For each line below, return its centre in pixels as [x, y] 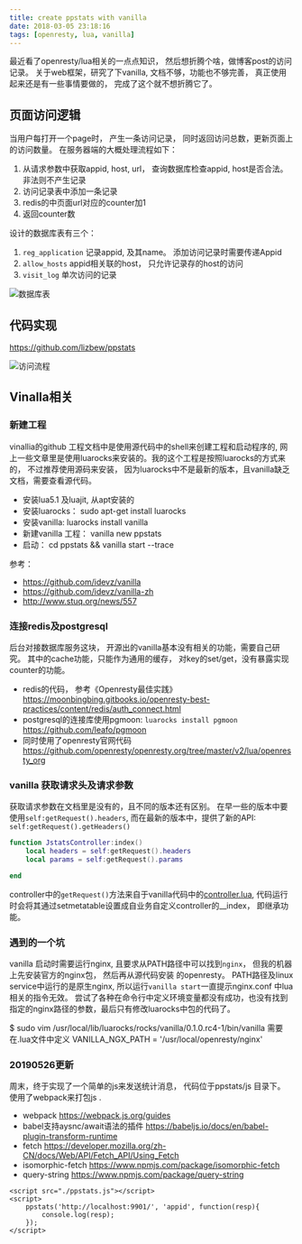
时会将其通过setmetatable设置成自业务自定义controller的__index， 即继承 [145, 905]
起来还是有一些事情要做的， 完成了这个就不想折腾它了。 [113, 84]
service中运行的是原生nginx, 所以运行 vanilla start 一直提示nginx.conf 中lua [151, 986]
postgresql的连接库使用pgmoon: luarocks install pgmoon [130, 719]
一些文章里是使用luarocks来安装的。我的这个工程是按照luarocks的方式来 [151, 457]
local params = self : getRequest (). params [104, 860]
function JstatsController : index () [76, 843]
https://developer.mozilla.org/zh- [105, 1146]
